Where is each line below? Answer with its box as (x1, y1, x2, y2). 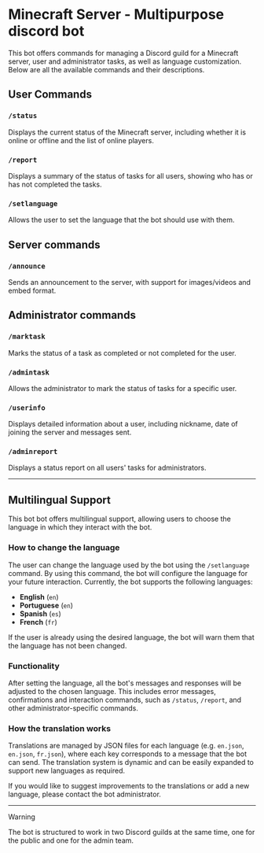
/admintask (8, 367, 49, 377)
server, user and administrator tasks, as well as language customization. (8, 57, 242, 66)
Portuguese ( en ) (19, 600, 73, 610)
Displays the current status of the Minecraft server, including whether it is (8, 127, 246, 137)
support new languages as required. (8, 766, 126, 776)
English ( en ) (19, 592, 59, 601)
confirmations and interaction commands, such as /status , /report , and (8, 695, 242, 704)
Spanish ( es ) (19, 608, 61, 619)
